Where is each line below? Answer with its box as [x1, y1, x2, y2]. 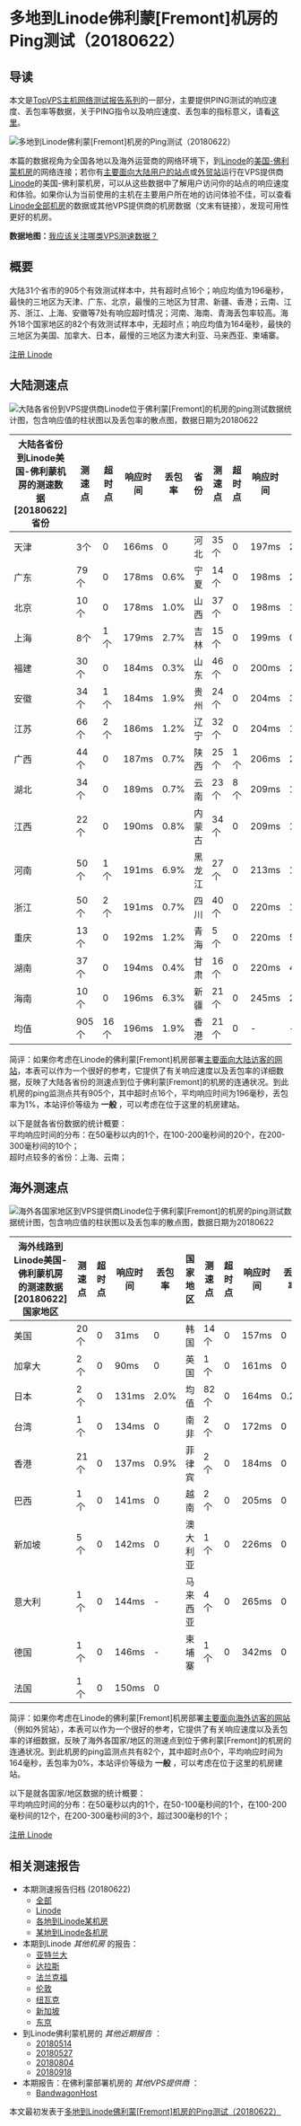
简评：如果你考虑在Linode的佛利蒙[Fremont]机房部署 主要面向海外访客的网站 [9, 1713, 291, 1724]
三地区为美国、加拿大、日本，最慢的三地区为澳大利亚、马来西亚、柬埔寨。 [9, 330, 284, 340]
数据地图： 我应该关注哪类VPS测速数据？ [9, 231, 159, 241]
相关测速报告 [9, 1858, 81, 1874]
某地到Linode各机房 [35, 1928, 109, 1938]
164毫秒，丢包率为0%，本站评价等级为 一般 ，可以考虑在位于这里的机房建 [9, 1758, 283, 1769]
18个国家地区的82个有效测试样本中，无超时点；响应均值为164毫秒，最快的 [16, 318, 291, 329]
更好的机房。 [9, 212, 56, 222]
